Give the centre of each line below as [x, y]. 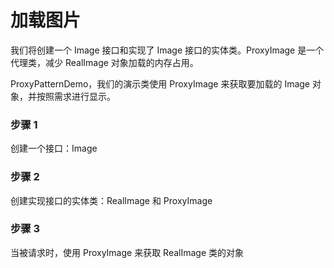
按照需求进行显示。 [76, 96]
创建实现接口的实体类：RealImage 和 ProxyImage [111, 200]
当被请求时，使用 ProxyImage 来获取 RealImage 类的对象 [127, 252]
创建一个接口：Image [54, 148]
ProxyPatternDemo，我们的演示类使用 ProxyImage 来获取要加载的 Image [160, 83]
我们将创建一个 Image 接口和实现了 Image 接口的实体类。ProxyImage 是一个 [167, 50]
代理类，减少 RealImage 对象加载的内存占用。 [104, 62]
